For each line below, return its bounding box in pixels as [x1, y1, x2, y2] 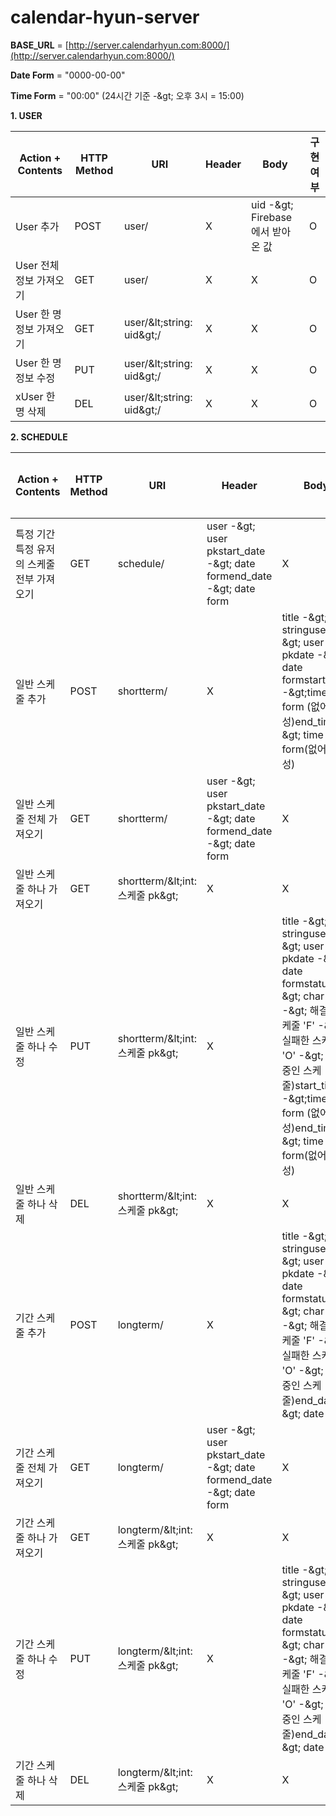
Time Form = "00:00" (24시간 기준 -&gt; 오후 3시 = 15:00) [10, 89, 245, 101]
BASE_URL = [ [10, 39, 69, 51]
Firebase [251, 210, 293, 224]
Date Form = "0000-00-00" [10, 69, 126, 81]
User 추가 [15, 219, 60, 233]
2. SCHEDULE [10, 431, 68, 443]
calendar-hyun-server [10, 6, 200, 29]
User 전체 [15, 258, 60, 272]
